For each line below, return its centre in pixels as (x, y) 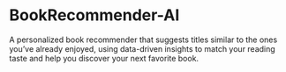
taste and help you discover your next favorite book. (104, 58)
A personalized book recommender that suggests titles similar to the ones (143, 40)
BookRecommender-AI (94, 15)
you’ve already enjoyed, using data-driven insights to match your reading (142, 48)
